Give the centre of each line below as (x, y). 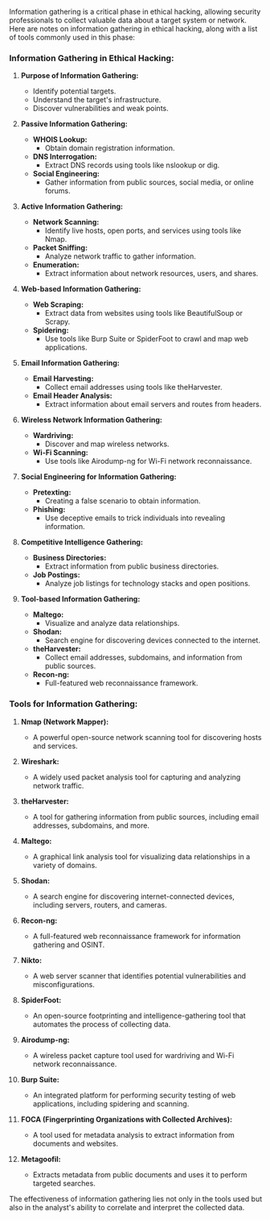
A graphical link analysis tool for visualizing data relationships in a (141, 856)
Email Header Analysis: (72, 396)
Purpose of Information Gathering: (80, 76)
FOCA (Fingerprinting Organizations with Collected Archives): (126, 1119)
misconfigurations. (63, 984)
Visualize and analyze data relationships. (112, 623)
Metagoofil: (41, 1159)
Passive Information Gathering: (74, 124)
